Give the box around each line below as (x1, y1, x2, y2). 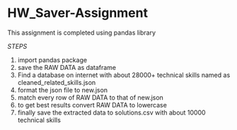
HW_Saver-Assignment (7, 5, 149, 21)
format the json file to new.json (17, 85, 108, 94)
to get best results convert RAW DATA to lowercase (17, 100, 168, 109)
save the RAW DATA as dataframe (17, 63, 117, 71)
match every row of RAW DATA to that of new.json (17, 93, 164, 102)
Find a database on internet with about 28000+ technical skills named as (17, 71, 231, 79)
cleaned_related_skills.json (17, 78, 96, 86)
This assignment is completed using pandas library (7, 28, 156, 37)
